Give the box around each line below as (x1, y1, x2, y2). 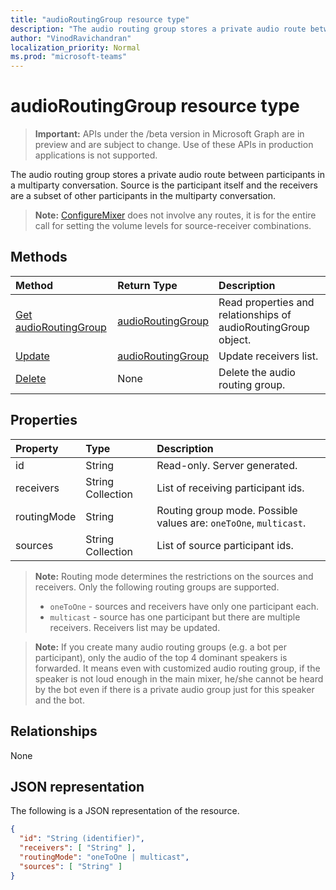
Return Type (117, 278, 178, 292)
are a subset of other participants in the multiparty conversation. (10, 190, 277, 202)
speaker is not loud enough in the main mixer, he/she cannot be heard (34, 672, 324, 685)
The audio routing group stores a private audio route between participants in (10, 169, 325, 181)
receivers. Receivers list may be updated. (49, 621, 221, 633)
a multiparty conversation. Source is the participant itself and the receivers (10, 179, 318, 191)
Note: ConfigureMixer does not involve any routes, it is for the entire (34, 209, 317, 221)
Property (15, 441, 59, 455)
